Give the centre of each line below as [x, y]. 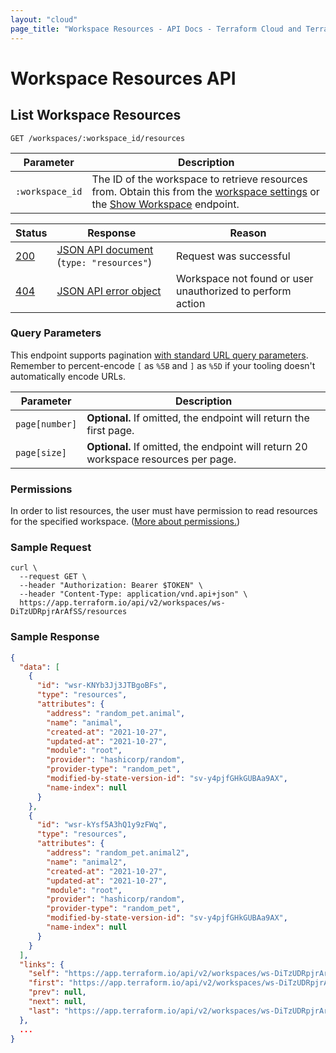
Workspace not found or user [245, 278]
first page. [110, 430]
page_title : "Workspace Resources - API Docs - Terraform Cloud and [156, 29]
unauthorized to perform [234, 291]
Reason [248, 233]
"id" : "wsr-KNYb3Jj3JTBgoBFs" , [102, 686]
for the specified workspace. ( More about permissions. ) [125, 522]
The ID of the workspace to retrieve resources [199, 179]
